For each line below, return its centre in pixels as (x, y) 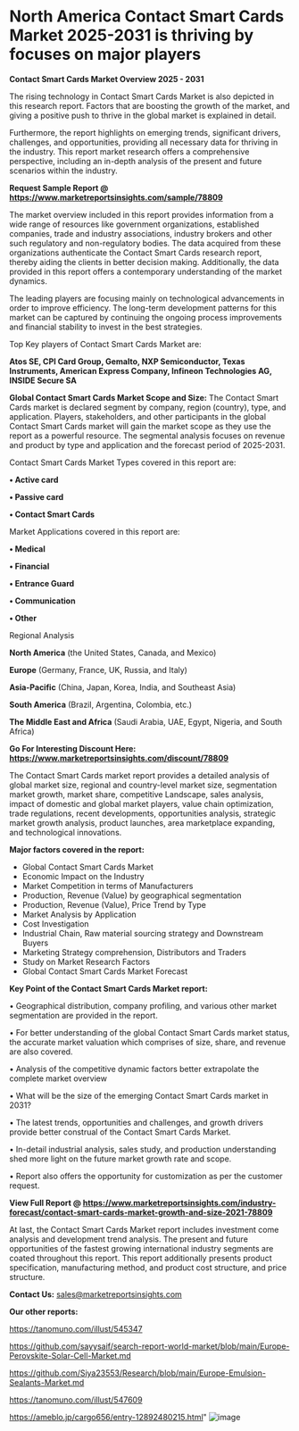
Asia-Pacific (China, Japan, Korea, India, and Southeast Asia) (123, 687)
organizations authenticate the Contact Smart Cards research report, (136, 253)
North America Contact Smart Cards (147, 17)
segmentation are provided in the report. (83, 1015)
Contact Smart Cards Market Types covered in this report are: (123, 462)
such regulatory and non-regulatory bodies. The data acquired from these (145, 243)
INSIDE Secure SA (43, 380)
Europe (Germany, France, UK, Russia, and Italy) (98, 670)
